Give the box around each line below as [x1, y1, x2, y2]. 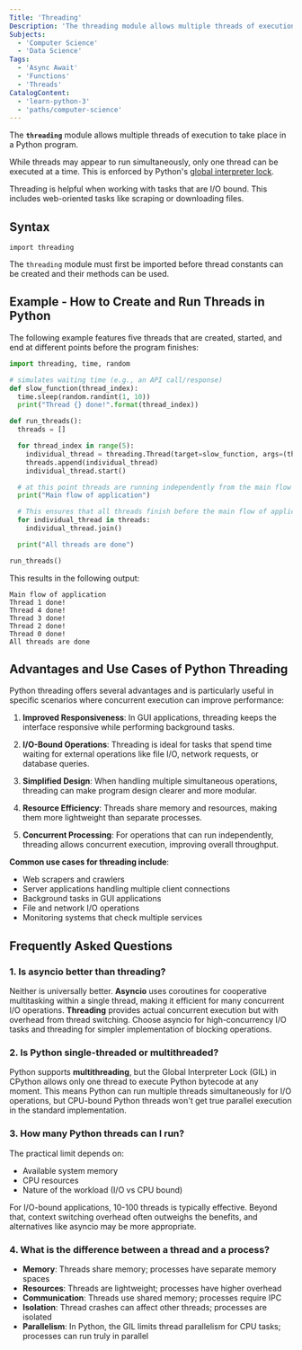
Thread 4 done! [9, 606, 67, 615]
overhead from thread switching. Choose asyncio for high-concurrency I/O [9, 1015, 288, 1026]
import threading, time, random [9, 359, 130, 369]
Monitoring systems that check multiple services [22, 912, 203, 923]
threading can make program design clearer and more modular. [22, 786, 258, 796]
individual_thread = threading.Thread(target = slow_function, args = [25, 449, 283, 458]
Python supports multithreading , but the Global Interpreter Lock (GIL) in [9, 1067, 277, 1078]
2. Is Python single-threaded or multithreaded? [9, 1046, 219, 1059]
